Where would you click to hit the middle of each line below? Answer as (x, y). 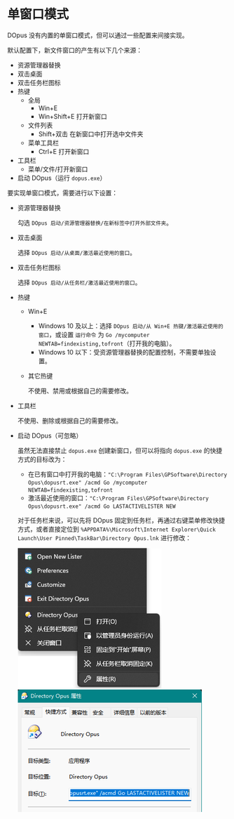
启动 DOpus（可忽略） (50, 435)
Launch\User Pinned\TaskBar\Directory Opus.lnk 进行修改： (104, 537)
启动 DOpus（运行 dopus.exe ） (62, 178)
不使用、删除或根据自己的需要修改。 (70, 420)
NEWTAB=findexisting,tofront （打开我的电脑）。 (107, 343)
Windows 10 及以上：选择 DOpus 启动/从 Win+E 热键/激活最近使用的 (131, 326)
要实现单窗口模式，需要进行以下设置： (62, 192)
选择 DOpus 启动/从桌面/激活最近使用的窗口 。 (77, 252)
